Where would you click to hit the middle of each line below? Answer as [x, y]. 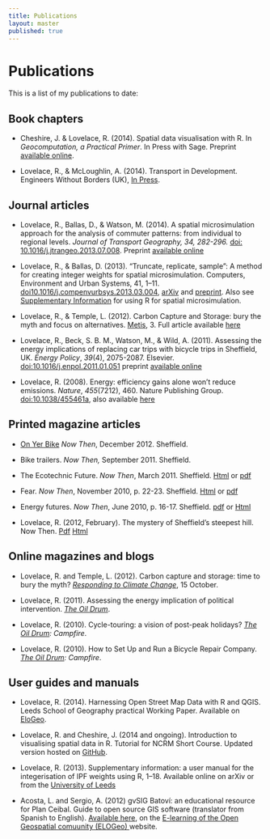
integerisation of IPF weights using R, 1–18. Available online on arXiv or [137, 777]
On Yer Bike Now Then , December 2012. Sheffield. [104, 444]
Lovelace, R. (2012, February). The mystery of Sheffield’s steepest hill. [137, 522]
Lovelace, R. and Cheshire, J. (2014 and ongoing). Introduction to [129, 735]
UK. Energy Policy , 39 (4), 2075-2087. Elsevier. [97, 358]
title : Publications [43, 16]
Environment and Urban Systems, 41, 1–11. [90, 283]
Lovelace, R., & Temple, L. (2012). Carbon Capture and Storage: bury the [140, 316]
